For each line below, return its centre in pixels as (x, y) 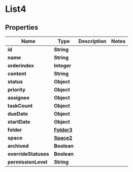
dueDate (18, 114)
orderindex (21, 65)
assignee (18, 98)
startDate (19, 122)
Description (93, 41)
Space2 (63, 138)
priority (17, 90)
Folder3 (63, 130)
